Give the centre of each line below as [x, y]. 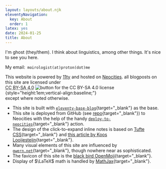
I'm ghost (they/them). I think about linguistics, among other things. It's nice [83, 52]
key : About [21, 19]
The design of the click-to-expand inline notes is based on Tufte [78, 129]
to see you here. [22, 57]
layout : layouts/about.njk [33, 10]
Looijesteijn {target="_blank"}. [43, 140]
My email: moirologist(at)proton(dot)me [48, 67]
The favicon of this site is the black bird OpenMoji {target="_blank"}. [82, 155]
